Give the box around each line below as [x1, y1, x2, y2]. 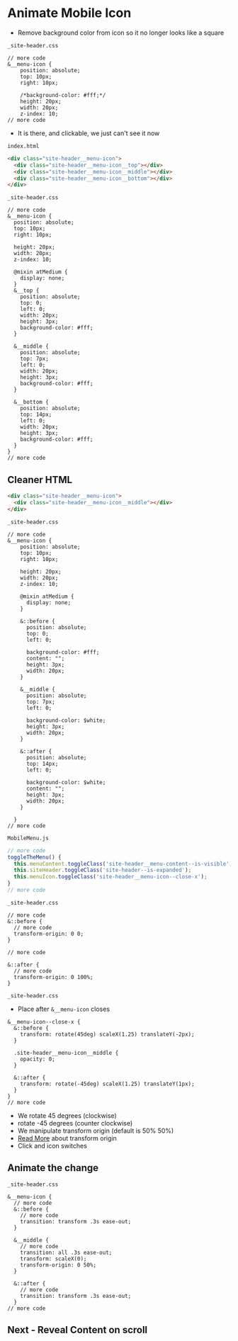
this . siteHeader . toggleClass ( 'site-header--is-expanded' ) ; [13, 866, 192, 874]
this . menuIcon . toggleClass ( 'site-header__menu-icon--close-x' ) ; [13, 873, 208, 881]
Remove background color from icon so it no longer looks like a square [17, 28, 225, 37]
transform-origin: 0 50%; [20, 1261, 97, 1269]
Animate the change [7, 1162, 99, 1174]
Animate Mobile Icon [7, 5, 132, 21]
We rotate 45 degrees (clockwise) [17, 1111, 117, 1120]
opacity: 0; [20, 1056, 55, 1063]
